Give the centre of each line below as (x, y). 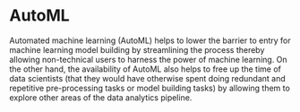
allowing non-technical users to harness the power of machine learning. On (149, 59)
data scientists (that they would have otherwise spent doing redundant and (147, 78)
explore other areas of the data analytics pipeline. (101, 97)
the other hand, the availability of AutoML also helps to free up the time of (146, 69)
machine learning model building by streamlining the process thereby (137, 49)
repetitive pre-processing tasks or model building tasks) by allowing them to (150, 88)
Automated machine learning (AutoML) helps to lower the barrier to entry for (150, 40)
